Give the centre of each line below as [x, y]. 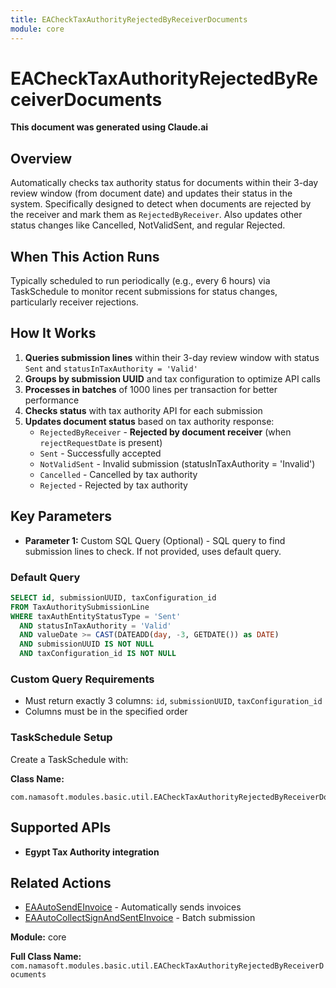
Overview [41, 158]
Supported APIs [61, 827]
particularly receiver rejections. [74, 302]
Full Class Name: [46, 957]
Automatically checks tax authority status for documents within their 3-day [164, 183]
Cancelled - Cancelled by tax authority [118, 474]
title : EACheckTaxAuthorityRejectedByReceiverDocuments [129, 19]
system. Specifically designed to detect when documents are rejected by [161, 204]
